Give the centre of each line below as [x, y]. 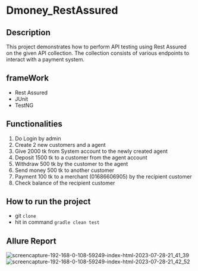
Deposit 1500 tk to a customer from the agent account [81, 157]
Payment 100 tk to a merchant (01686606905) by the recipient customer [103, 176]
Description [28, 33]
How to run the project [48, 201]
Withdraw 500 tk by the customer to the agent [71, 164]
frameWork [28, 78]
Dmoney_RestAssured [62, 10]
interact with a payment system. [45, 59]
